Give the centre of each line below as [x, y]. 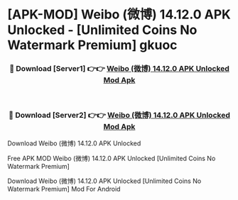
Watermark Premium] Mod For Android [64, 189]
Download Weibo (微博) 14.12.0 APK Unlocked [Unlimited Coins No [104, 181]
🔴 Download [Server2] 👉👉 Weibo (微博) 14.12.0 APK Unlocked [119, 116]
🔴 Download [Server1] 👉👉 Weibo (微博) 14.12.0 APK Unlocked [119, 69]
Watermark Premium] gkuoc [92, 45]
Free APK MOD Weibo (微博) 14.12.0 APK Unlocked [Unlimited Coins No [112, 158]
